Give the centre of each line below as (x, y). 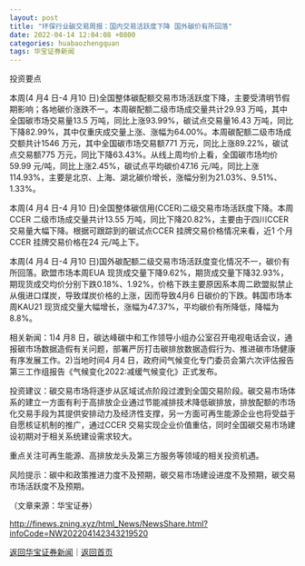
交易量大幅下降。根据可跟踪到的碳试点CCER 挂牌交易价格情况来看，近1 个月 (151, 231)
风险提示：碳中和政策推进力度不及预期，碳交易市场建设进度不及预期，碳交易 (152, 475)
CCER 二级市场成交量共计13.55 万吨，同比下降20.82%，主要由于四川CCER (149, 220)
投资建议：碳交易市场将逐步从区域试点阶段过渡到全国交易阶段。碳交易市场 (148, 391)
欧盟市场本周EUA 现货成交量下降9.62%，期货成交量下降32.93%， (164, 273)
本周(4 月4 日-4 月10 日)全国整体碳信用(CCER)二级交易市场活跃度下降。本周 (152, 208)
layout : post (34, 18)
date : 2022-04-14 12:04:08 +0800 (73, 35)
